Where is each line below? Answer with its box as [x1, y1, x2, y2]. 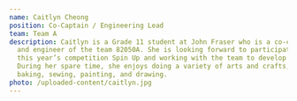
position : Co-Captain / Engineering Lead [9, 21, 164, 30]
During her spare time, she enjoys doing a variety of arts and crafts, [17, 62, 291, 71]
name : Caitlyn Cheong [9, 12, 89, 22]
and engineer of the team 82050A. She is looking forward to [17, 46, 247, 54]
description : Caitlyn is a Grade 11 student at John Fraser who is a [9, 37, 271, 47]
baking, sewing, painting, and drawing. [17, 70, 168, 79]
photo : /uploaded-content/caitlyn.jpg [9, 78, 152, 87]
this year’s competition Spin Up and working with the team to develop [17, 54, 287, 62]
